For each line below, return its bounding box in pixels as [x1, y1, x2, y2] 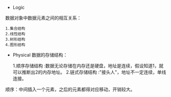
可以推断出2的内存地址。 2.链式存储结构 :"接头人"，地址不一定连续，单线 [12, 69, 166, 75]
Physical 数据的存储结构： [12, 52, 68, 58]
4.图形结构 [5, 42, 26, 47]
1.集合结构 [5, 26, 26, 31]
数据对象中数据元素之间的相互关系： [5, 15, 82, 21]
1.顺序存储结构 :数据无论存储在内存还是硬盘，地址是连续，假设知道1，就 [12, 63, 164, 68]
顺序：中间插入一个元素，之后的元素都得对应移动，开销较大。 [5, 86, 135, 92]
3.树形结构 [5, 37, 26, 42]
